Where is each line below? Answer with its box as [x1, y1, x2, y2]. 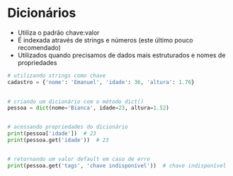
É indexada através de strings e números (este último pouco [17, 35, 193, 44]
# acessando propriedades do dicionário [7, 124, 129, 131]
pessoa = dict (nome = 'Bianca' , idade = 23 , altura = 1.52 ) [7, 105, 170, 112]
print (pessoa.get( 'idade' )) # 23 [7, 136, 110, 144]
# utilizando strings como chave [7, 72, 106, 79]
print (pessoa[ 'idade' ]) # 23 [7, 130, 97, 137]
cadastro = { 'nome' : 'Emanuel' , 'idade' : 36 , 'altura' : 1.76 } [7, 78, 195, 86]
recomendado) [17, 43, 62, 52]
